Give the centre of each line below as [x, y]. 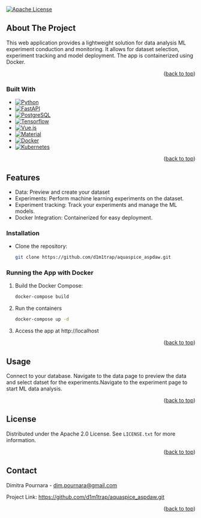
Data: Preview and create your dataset [62, 192]
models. [25, 211]
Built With [21, 89]
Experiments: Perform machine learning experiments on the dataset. [99, 198]
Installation [23, 233]
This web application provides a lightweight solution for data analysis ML [96, 43]
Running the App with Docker [50, 273]
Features [23, 177]
